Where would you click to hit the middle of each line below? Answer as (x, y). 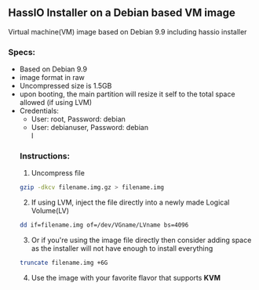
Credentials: (39, 111)
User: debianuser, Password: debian (90, 128)
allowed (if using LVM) (56, 103)
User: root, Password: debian (78, 119)
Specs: (22, 52)
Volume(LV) (50, 211)
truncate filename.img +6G (64, 263)
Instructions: (45, 156)
